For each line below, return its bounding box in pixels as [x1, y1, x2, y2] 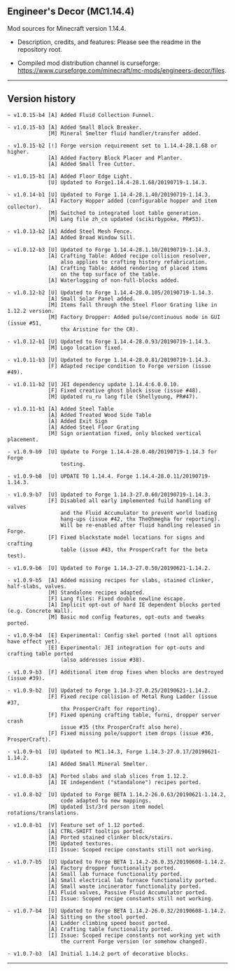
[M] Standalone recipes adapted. [48, 589, 145, 596]
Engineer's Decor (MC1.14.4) [7, 6, 135, 17]
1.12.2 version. [7, 307, 55, 314]
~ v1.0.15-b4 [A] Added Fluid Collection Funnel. [7, 111, 155, 118]
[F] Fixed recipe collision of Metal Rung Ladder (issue [48, 693, 218, 700]
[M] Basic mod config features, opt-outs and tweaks [48, 614, 205, 621]
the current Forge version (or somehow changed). [60, 937, 208, 945]
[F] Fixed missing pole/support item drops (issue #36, [48, 730, 215, 737]
